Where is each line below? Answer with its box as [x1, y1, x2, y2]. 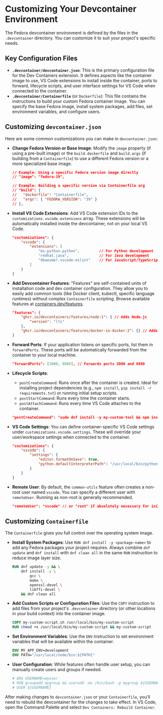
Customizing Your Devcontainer [5, 3, 137, 15]
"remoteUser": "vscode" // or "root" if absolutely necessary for [12, 504, 149, 509]
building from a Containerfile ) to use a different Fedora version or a [12, 155, 149, 161]
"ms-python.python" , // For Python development [38, 249, 154, 254]
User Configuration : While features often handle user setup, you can [12, 661, 150, 667]
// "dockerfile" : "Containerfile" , [12, 192, 89, 198]
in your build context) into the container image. [12, 611, 106, 617]
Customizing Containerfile [5, 517, 89, 525]
